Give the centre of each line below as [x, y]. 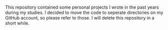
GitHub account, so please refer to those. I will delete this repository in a [80, 18]
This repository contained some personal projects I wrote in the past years [82, 7]
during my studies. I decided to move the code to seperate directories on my [84, 12]
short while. [17, 23]
